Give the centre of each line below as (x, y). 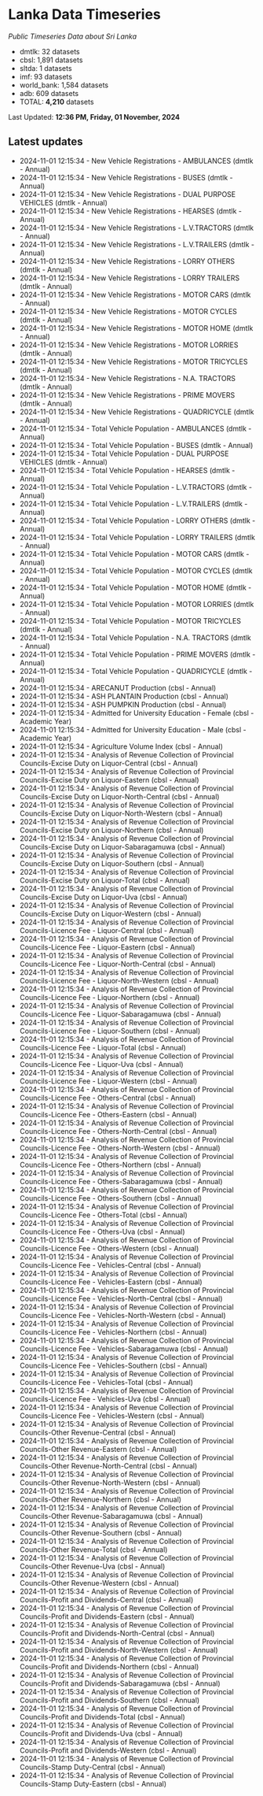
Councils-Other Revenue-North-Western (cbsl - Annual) (110, 1483)
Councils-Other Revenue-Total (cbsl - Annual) (93, 1550)
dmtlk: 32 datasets (49, 51)
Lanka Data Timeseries (84, 15)
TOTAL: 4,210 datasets (57, 102)
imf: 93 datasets (46, 76)
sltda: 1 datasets (46, 68)
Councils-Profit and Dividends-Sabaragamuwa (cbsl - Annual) (120, 1683)
